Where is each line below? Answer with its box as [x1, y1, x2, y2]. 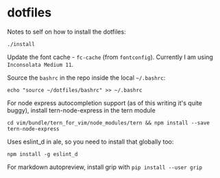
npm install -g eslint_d [7, 151, 78, 157]
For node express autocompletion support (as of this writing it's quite [7, 98, 202, 107]
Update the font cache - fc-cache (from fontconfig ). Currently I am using [7, 53, 214, 61]
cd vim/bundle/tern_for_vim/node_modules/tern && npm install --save [7, 119, 210, 126]
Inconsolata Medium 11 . [7, 60, 74, 68]
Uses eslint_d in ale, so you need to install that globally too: [7, 137, 174, 146]
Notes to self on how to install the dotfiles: [7, 27, 126, 36]
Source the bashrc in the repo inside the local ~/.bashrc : [7, 74, 166, 82]
